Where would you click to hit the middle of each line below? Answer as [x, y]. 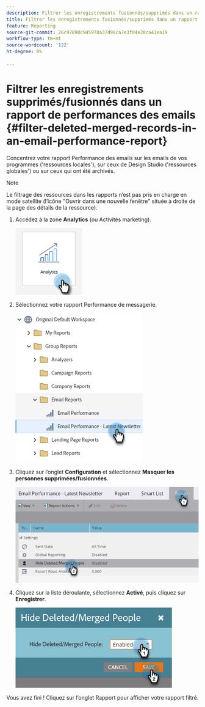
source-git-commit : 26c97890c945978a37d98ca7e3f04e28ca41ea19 [87, 32]
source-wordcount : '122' [38, 45]
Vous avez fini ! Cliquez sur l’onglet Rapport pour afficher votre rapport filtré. [103, 697]
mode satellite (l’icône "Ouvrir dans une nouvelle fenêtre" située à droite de [101, 201]
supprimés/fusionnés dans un [84, 102]
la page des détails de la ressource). [52, 207]
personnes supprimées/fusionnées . [62, 478]
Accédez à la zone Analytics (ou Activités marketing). [83, 219]
